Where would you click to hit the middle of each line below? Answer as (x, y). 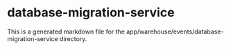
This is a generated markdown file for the (66, 32)
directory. (73, 38)
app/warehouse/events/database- (175, 32)
